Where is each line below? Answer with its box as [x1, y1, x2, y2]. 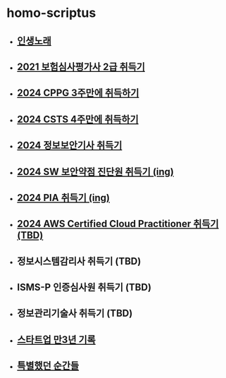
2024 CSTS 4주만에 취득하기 [16, 113, 139, 125]
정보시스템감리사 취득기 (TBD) [16, 255, 142, 267]
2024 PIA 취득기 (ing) [16, 192, 111, 204]
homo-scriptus [6, 5, 96, 21]
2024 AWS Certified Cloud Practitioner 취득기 [16, 218, 219, 230]
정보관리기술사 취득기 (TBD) [16, 307, 133, 319]
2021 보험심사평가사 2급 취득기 [16, 61, 146, 73]
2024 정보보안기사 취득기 [16, 140, 123, 152]
